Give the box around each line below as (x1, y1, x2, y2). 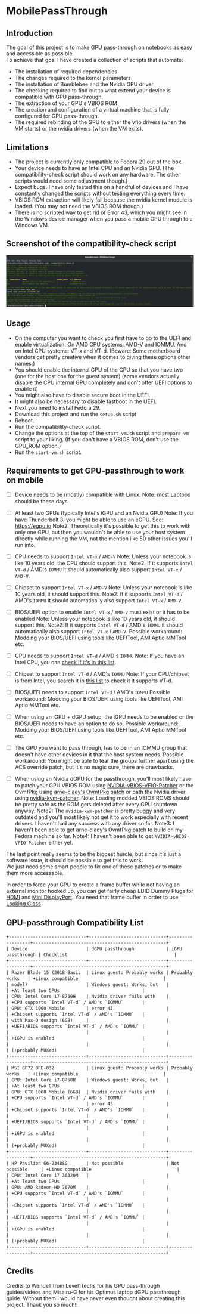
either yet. (48, 839, 73, 846)
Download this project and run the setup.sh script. (14, 410, 138, 418)
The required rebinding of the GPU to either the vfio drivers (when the (14, 119, 186, 126)
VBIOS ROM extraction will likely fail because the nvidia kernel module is (14, 196, 193, 203)
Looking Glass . (6, 900, 43, 907)
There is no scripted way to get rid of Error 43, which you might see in (14, 209, 187, 216)
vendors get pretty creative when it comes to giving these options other (14, 353, 191, 360)
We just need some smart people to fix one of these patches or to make (6, 863, 182, 870)
